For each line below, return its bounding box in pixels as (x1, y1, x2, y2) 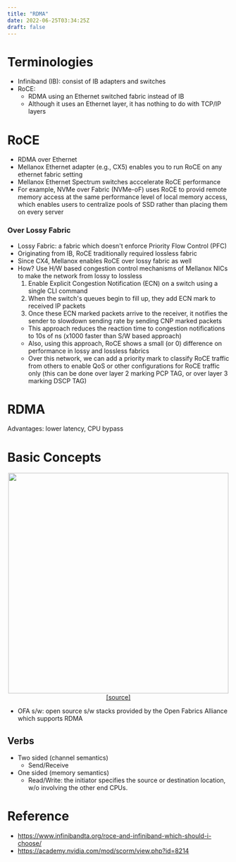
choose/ (17, 839, 42, 848)
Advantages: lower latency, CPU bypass (7, 424, 124, 433)
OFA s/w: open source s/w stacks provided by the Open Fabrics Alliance (17, 707, 228, 715)
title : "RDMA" (7, 10, 49, 18)
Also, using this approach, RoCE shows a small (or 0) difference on (27, 339, 223, 347)
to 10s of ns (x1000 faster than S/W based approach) (27, 331, 182, 340)
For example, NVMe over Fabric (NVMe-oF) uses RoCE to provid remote (17, 185, 227, 194)
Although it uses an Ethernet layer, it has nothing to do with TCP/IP (27, 100, 222, 108)
